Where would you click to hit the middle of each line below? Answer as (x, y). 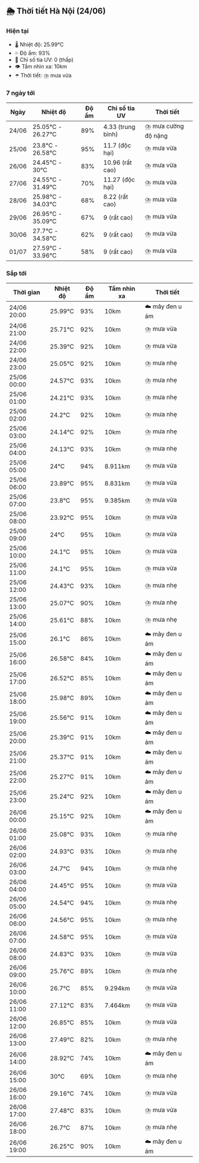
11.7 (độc (117, 145)
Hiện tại (17, 31)
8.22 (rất (116, 196)
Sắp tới (16, 273)
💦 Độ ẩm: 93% (32, 53)
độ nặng (156, 136)
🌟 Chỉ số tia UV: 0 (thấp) (44, 59)
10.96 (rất (118, 162)
